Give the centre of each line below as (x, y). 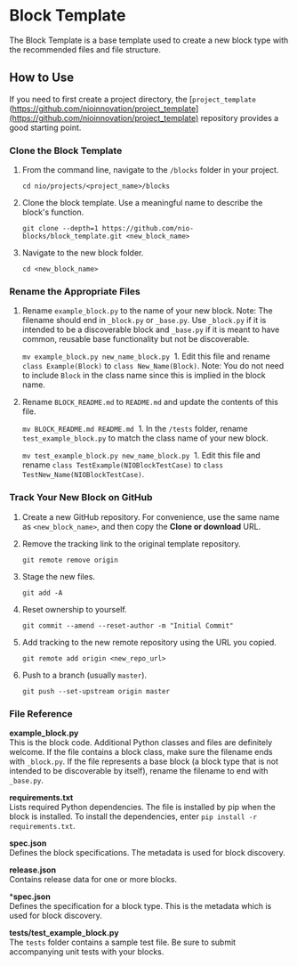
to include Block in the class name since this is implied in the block (144, 376)
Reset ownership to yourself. (74, 609)
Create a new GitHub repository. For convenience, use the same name (151, 516)
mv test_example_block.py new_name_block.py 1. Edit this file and (141, 456)
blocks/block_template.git (72, 237)
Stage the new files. (59, 576)
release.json (32, 870)
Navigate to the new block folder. (83, 253)
